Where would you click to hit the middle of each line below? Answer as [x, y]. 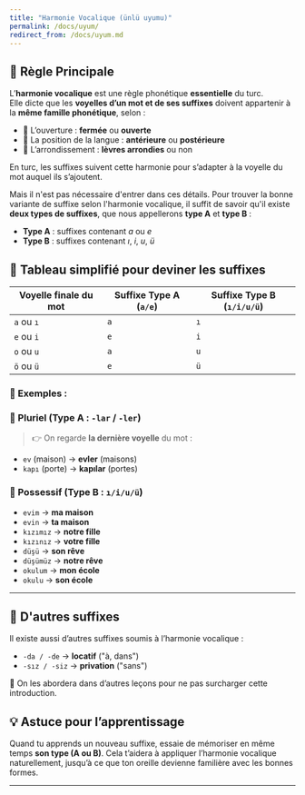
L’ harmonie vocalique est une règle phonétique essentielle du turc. [137, 94]
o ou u [27, 351]
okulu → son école [58, 580]
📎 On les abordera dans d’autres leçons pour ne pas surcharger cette [138, 683]
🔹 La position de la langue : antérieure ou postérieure [123, 140]
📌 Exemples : [39, 393]
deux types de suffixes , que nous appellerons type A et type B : [131, 214]
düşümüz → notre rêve [63, 561]
